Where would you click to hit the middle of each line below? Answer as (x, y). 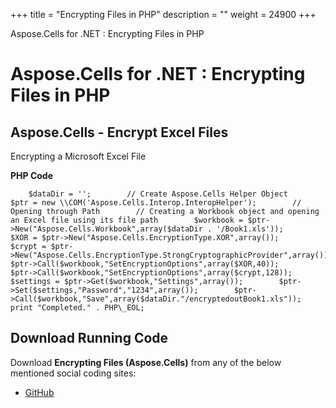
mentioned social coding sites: (73, 373)
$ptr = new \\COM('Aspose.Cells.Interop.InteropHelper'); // (156, 203)
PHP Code (32, 175)
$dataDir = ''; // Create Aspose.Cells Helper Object (158, 194)
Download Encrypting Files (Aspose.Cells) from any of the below (146, 362)
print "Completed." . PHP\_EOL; (77, 308)
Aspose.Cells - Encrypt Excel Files (119, 132)
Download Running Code (89, 338)
